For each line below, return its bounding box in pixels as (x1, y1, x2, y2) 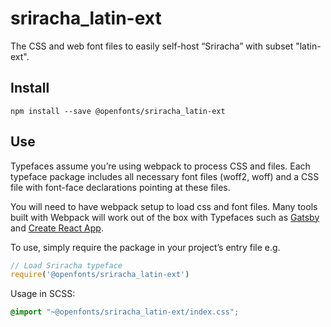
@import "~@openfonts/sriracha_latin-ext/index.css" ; (10, 307, 240, 317)
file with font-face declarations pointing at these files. (10, 181, 231, 193)
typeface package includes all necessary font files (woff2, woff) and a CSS (10, 170, 320, 182)
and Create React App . (10, 222, 104, 234)
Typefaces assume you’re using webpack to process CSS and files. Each (10, 160, 311, 172)
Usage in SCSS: (10, 288, 76, 300)
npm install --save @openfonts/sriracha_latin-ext (10, 106, 226, 116)
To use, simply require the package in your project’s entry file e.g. (10, 241, 281, 253)
